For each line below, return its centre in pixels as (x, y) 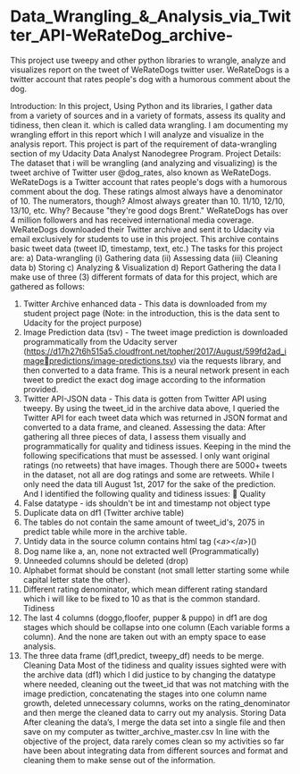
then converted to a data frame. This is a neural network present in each (156, 370)
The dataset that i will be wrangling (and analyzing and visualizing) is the (144, 163)
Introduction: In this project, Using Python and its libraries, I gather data (142, 105)
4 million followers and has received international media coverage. (132, 220)
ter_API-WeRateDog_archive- (122, 35)
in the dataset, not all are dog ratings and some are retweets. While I (149, 475)
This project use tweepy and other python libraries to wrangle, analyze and (148, 60)
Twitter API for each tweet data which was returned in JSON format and (155, 417)
